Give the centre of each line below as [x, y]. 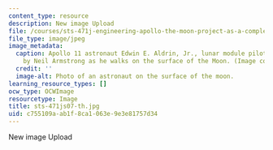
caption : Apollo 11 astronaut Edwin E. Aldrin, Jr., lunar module [130, 54]
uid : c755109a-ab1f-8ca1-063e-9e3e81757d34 [83, 114]
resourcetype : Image [43, 99]
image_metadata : [36, 46]
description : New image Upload [61, 24]
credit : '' [34, 69]
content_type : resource [49, 16]
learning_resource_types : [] [58, 84]
